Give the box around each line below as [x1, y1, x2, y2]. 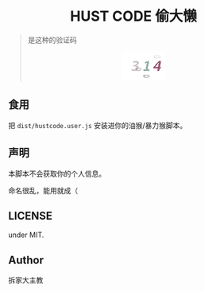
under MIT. [8, 230, 44, 239]
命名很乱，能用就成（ [8, 185, 78, 195]
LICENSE [8, 208, 53, 223]
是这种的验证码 [27, 35, 77, 45]
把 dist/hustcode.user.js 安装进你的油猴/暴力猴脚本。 [8, 120, 188, 130]
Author [8, 253, 44, 267]
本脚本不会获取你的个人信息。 [8, 169, 106, 178]
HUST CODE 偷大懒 [70, 7, 197, 25]
